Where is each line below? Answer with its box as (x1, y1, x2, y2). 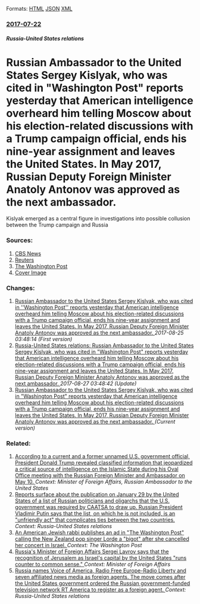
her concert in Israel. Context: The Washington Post (14, 542, 142, 549)
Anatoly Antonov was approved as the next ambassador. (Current (14, 418, 176, 425)
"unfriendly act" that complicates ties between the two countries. (14, 516, 176, 523)
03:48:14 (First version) (14, 336, 73, 343)
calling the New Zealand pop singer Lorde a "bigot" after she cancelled (14, 535, 189, 542)
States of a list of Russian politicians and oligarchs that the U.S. (14, 497, 170, 504)
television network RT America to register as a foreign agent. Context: (14, 586, 186, 593)
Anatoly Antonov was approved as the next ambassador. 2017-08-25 (14, 329, 184, 336)
